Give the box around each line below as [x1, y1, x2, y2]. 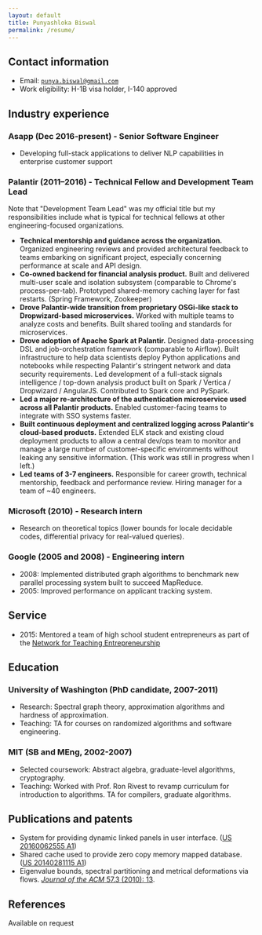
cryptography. [19, 772, 66, 782]
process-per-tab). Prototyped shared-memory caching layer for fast [19, 286, 241, 295]
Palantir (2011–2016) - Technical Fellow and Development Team [8, 176, 253, 187]
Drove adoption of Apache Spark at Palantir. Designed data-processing [19, 336, 254, 345]
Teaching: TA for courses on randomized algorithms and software [19, 719, 232, 729]
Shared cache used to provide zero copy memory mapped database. [19, 849, 242, 860]
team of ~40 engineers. [19, 486, 96, 495]
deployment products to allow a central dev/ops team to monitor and [19, 436, 242, 446]
